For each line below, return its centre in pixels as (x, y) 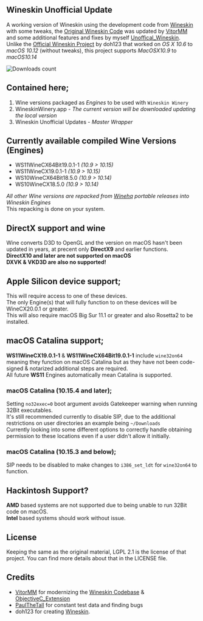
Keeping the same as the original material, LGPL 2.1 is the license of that (96, 552)
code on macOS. (27, 512)
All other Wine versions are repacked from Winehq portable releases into (98, 196)
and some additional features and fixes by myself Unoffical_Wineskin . (93, 37)
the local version (36, 115)
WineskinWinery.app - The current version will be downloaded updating (105, 109)
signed (15, 368)
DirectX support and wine (56, 228)
